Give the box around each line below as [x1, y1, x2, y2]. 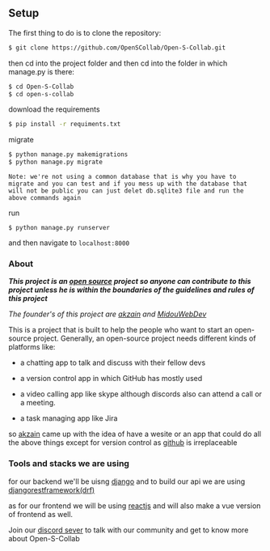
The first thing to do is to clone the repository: [8, 28, 162, 37]
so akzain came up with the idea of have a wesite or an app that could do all [8, 429, 261, 439]
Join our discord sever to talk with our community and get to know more [8, 525, 249, 535]
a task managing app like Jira [19, 413, 118, 423]
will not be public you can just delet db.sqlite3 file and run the [8, 187, 244, 195]
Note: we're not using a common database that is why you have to [8, 173, 237, 181]
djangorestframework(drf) [8, 485, 95, 494]
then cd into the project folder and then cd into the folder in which [8, 58, 228, 68]
